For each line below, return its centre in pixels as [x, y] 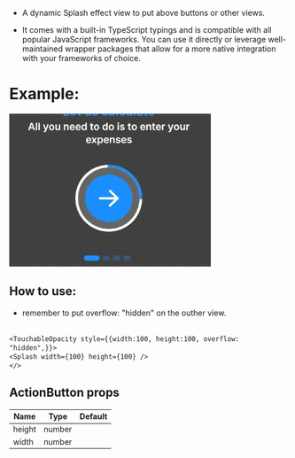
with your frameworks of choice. [82, 58]
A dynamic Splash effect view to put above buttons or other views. [144, 13]
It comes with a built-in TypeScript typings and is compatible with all [147, 30]
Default [93, 416]
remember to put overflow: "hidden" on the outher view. [124, 313]
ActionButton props [64, 393]
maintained [43, 49]
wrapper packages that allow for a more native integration [171, 49]
